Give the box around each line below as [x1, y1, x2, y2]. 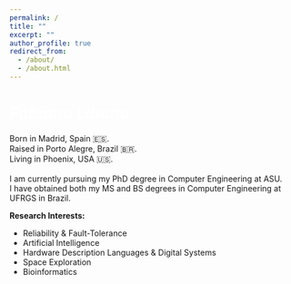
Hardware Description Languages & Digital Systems [22, 247, 216, 258]
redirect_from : [9, 47, 67, 56]
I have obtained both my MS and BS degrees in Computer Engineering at [9, 182, 282, 193]
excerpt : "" [9, 30, 55, 39]
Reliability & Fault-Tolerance [22, 228, 127, 239]
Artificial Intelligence [22, 237, 100, 248]
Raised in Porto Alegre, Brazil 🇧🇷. [9, 142, 137, 154]
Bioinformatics [22, 266, 77, 277]
